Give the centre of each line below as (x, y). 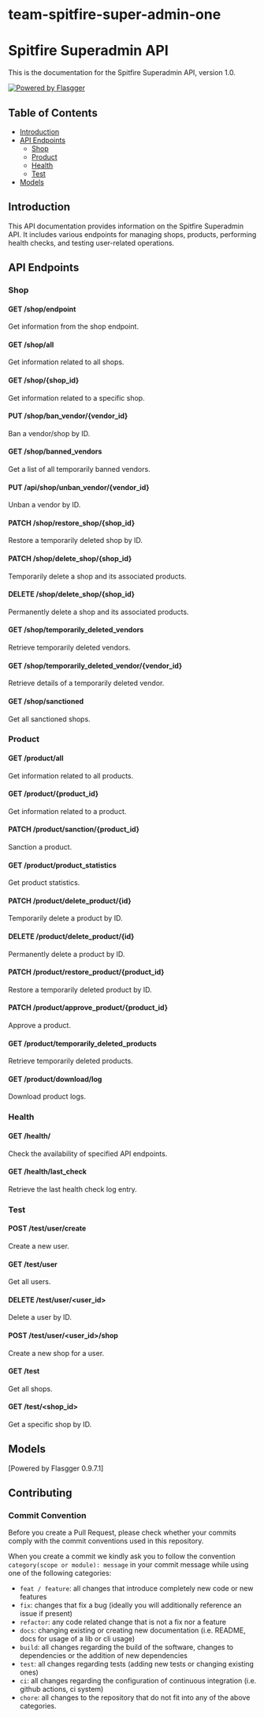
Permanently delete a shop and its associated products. (99, 612)
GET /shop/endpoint (42, 309)
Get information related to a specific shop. (76, 397)
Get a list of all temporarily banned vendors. (80, 469)
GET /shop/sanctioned (46, 701)
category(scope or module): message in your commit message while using (128, 1565)
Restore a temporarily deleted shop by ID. (76, 541)
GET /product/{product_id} (54, 794)
